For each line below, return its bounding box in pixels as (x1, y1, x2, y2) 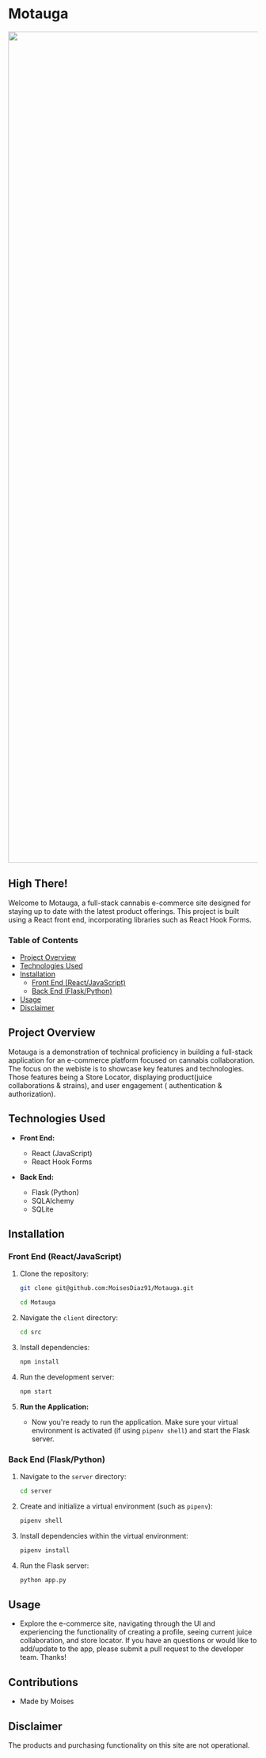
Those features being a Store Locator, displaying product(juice (8, 1072, 212, 1082)
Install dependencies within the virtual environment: (19, 1531, 188, 1540)
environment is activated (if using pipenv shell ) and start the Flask (31, 1425, 250, 1435)
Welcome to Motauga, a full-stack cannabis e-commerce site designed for (8, 898, 251, 908)
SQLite (31, 1204, 54, 1214)
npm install (19, 1357, 59, 1366)
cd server (19, 1487, 53, 1495)
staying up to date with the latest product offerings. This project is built (8, 906, 240, 915)
